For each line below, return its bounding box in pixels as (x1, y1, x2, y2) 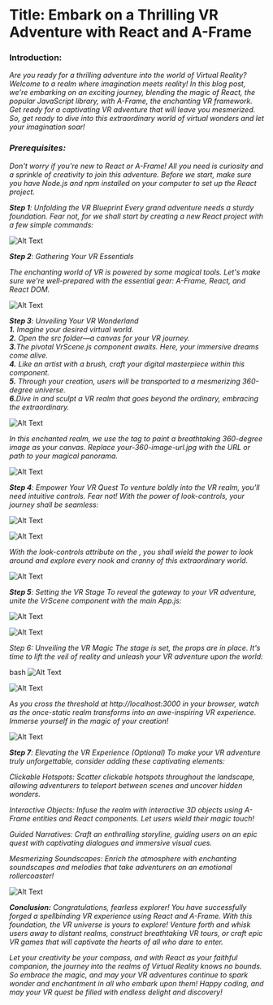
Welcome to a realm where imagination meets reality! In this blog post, (9, 79, 246, 89)
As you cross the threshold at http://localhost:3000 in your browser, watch (9, 699, 259, 708)
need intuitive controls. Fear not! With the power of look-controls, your (9, 491, 245, 500)
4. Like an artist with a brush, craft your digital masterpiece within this (9, 359, 245, 369)
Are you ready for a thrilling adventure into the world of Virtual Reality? (9, 71, 247, 80)
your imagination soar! (9, 122, 85, 132)
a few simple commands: (9, 219, 94, 229)
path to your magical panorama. (9, 451, 119, 461)
